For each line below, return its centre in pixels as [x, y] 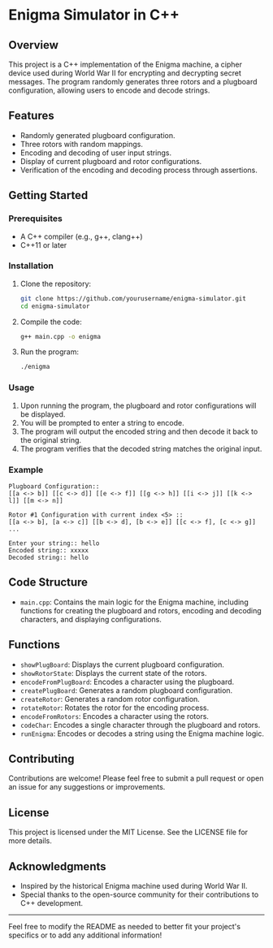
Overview [34, 45]
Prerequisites [35, 219]
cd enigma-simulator [55, 306]
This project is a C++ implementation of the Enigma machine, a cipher [125, 64]
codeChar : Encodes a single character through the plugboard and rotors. [140, 725]
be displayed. [43, 414]
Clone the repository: [56, 284]
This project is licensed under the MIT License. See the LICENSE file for [128, 832]
